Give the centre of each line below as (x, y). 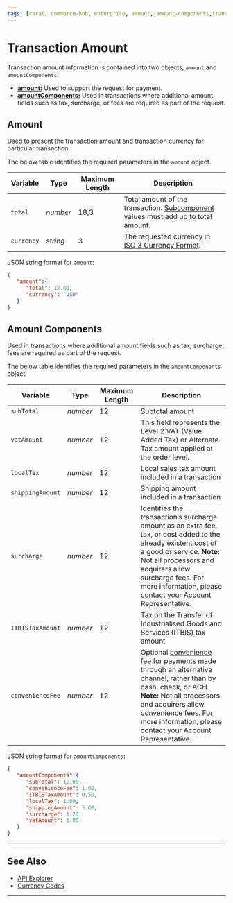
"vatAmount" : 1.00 (52, 820)
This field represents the (180, 422)
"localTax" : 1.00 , (52, 801)
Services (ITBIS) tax (173, 633)
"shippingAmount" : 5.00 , (61, 808)
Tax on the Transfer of (176, 615)
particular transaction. (39, 148)
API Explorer (35, 878)
